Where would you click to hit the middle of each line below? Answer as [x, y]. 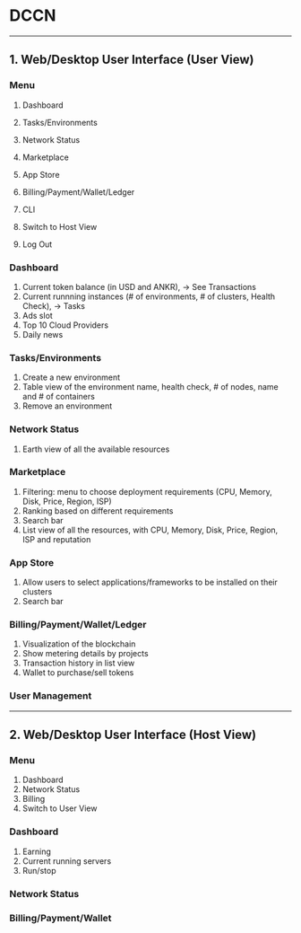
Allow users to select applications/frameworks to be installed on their [150, 582]
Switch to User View [60, 808]
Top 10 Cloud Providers [65, 325]
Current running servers [67, 861]
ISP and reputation [56, 539]
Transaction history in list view [78, 663]
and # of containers [59, 397]
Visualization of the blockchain [79, 644]
